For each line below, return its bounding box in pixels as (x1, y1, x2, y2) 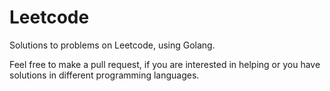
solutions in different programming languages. (9, 69, 200, 81)
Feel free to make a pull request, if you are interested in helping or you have (9, 58, 321, 70)
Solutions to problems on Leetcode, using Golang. (9, 39, 216, 51)
